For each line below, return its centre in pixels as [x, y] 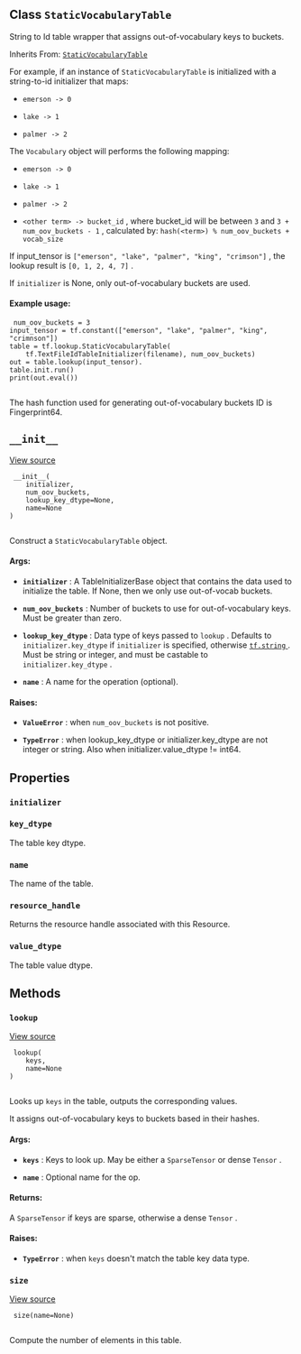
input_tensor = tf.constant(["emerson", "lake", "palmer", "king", [139, 331]
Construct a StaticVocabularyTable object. [89, 540]
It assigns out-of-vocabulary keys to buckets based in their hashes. [134, 1119]
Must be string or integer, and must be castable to [115, 655]
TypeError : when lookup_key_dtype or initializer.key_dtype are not [145, 740]
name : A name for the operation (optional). [100, 682]
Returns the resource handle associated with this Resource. [120, 925]
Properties [40, 778]
